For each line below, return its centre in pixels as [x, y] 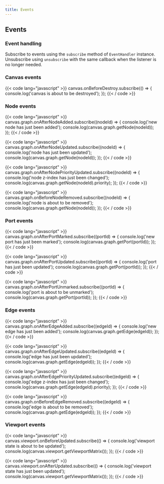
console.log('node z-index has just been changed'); [57, 177]
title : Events [20, 10]
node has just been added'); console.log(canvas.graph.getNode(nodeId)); [80, 127]
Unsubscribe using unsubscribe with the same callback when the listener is [81, 59]
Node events [21, 106]
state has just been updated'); [35, 471]
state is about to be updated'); [35, 446]
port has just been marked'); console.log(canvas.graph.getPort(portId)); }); [81, 242]
